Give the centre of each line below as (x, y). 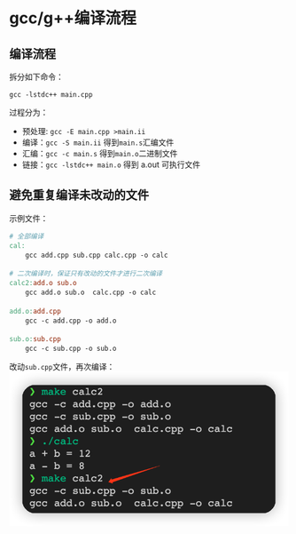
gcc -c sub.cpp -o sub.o (71, 349)
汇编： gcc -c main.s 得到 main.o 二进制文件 (100, 153)
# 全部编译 (27, 236)
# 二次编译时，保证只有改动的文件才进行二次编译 (86, 274)
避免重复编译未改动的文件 (79, 195)
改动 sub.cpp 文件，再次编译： (62, 367)
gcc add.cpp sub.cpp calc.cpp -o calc (97, 255)
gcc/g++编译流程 (73, 18)
